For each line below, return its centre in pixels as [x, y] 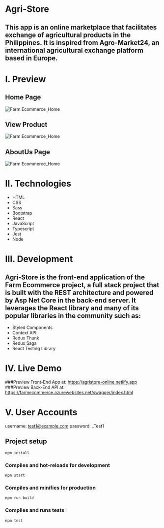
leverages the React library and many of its [72, 308]
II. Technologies [38, 184]
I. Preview [26, 79]
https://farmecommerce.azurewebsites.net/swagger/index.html [69, 393]
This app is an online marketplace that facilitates [81, 27]
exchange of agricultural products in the [68, 35]
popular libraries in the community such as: [73, 315]
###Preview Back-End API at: [35, 387]
